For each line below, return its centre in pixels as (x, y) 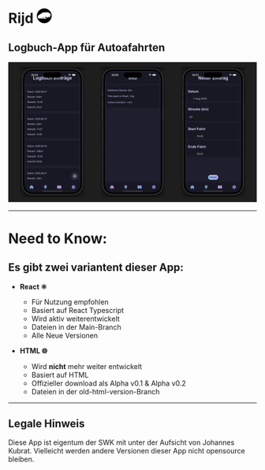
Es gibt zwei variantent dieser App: (96, 268)
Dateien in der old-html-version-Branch (95, 391)
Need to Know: (58, 239)
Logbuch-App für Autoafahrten (87, 47)
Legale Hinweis (47, 423)
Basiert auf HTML (60, 375)
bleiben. (21, 459)
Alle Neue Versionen (65, 335)
